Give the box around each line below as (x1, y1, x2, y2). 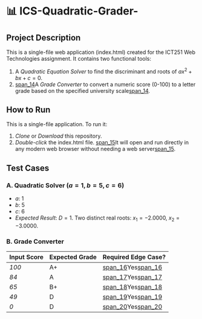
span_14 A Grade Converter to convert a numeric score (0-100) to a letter (15, 81, 196, 88)
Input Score (9, 253, 44, 261)
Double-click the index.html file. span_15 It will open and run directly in (15, 139, 189, 146)
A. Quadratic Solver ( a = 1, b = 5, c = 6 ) (6, 181, 125, 189)
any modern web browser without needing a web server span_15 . (15, 146, 176, 153)
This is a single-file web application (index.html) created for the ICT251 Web (6, 49, 195, 56)
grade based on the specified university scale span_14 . (15, 87, 150, 94)
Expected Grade (49, 253, 97, 261)
